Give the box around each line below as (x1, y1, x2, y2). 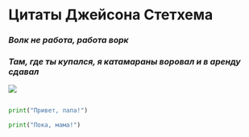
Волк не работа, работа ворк (8, 35, 129, 46)
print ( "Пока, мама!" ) (8, 121, 81, 130)
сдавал (8, 66, 39, 77)
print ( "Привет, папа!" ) (8, 106, 89, 114)
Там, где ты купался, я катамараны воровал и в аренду (8, 56, 241, 68)
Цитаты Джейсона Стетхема (8, 6, 214, 24)
